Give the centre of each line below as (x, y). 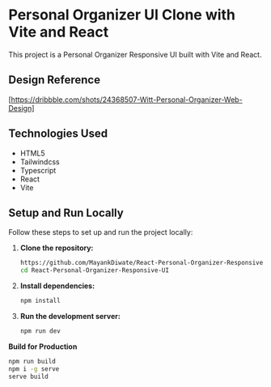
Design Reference (55, 80)
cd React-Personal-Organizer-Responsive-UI (95, 270)
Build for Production (43, 347)
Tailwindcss (40, 162)
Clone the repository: (57, 248)
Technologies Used (58, 134)
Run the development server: (70, 316)
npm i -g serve (34, 369)
